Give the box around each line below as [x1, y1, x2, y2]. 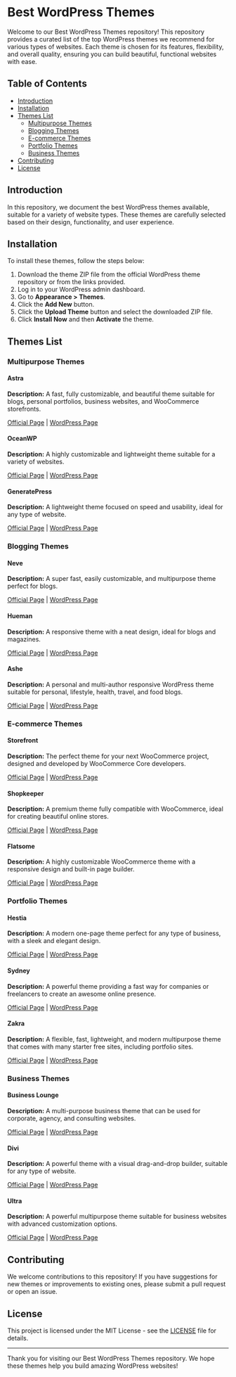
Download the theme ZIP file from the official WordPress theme [17, 270, 201, 278]
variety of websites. [7, 458, 65, 466]
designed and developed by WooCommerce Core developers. [7, 759, 186, 767]
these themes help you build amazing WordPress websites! [7, 1362, 178, 1370]
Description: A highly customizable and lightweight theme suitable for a [7, 450, 216, 459]
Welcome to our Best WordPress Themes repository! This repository [7, 27, 205, 36]
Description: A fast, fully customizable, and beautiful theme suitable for [7, 390, 215, 398]
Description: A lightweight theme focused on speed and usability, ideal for [7, 503, 223, 511]
